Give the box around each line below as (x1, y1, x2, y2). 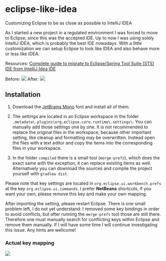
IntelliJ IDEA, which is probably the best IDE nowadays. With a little (5, 40, 142, 46)
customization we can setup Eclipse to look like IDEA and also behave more (5, 45, 160, 51)
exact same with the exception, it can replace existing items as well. (12, 160, 152, 166)
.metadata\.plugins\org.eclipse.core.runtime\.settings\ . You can (12, 119, 152, 125)
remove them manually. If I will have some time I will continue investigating (5, 222, 158, 228)
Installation (5, 91, 41, 99)
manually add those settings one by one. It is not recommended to (12, 124, 148, 130)
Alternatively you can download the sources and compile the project (12, 165, 153, 171)
